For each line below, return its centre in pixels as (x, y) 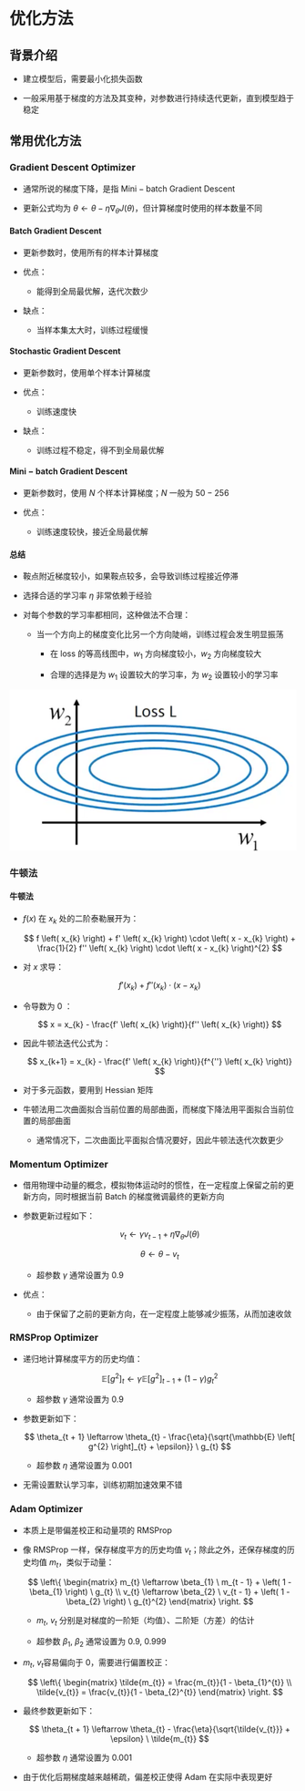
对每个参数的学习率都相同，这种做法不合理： (107, 615)
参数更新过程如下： (59, 1215)
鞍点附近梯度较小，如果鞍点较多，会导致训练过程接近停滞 (130, 576)
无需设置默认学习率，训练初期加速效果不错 (102, 1485)
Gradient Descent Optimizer (73, 168)
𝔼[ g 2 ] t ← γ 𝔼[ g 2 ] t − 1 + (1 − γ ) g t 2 (160, 1379)
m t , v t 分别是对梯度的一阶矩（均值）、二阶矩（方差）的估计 (145, 1621)
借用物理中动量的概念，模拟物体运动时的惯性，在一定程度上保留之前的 (154, 1185)
